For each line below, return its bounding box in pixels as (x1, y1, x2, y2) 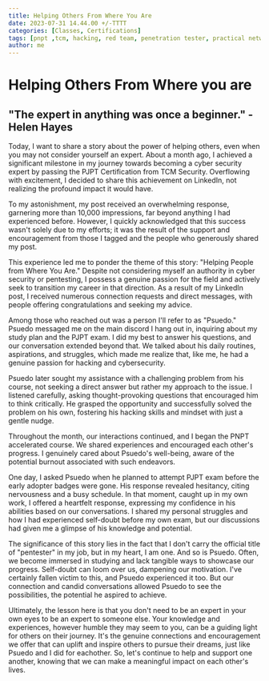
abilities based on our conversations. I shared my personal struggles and (8, 507, 248, 516)
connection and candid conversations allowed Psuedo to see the (8, 582, 222, 591)
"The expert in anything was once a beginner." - (8, 107, 254, 121)
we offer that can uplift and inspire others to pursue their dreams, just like (8, 639, 251, 649)
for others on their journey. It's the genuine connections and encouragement (8, 631, 261, 641)
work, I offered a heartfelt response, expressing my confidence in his (8, 498, 236, 508)
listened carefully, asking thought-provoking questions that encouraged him (8, 391, 259, 400)
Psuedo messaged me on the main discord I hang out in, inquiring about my (8, 324, 258, 334)
